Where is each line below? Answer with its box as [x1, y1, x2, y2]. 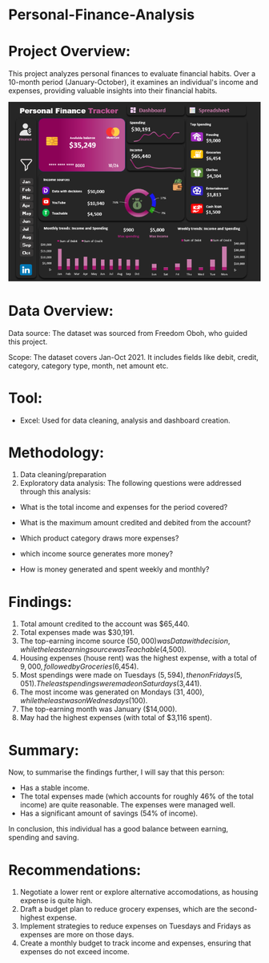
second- [229, 904, 258, 914]
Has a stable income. [19, 783, 90, 793]
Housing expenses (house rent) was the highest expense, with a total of [19, 653, 258, 663]
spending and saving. [8, 832, 79, 843]
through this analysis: [19, 487, 91, 496]
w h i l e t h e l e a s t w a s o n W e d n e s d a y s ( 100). [19, 696, 148, 706]
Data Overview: [8, 301, 114, 320]
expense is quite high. [19, 896, 93, 905]
